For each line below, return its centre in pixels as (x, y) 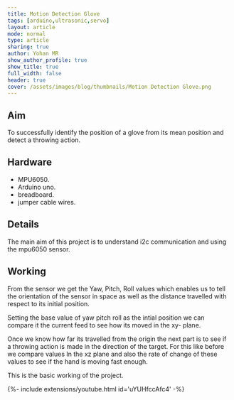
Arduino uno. (37, 187)
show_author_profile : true (47, 60)
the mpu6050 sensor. (39, 249)
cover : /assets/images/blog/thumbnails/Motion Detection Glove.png (110, 87)
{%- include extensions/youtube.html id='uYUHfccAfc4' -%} (96, 389)
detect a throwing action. (44, 140)
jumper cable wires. (47, 202)
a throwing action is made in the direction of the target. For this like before (116, 346)
